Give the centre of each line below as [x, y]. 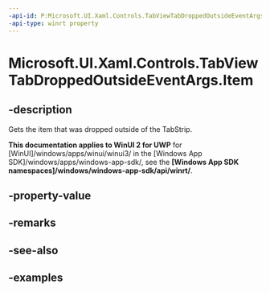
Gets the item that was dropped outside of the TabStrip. [100, 129]
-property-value [50, 195]
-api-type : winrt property [53, 23]
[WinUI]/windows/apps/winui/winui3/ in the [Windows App [105, 153]
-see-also [33, 250]
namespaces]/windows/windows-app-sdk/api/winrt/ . [100, 171]
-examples [36, 278]
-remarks [32, 223]
